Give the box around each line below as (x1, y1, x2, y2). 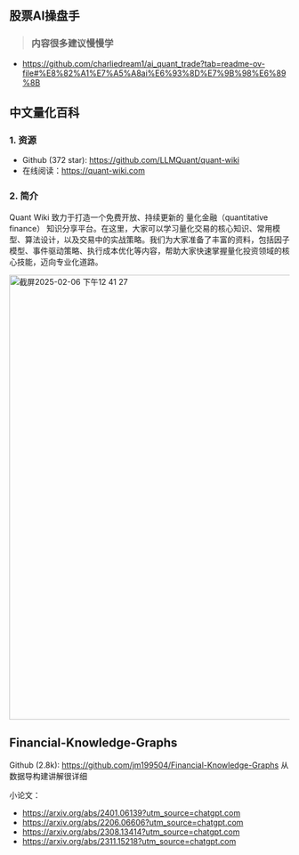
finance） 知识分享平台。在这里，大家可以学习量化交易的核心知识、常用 (9, 223, 273, 233)
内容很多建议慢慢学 (30, 37, 114, 50)
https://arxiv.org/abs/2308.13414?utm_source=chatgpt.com (21, 826, 240, 837)
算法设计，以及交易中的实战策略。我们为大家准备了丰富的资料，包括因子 (24, 234, 290, 245)
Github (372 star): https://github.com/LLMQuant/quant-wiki (21, 155, 240, 166)
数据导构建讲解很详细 (9, 771, 87, 782)
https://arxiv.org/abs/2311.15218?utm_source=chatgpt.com (21, 836, 237, 847)
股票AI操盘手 (9, 8, 80, 24)
